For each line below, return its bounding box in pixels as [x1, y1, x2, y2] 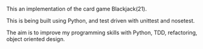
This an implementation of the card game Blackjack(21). [6, 6, 147, 12]
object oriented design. [6, 36, 66, 42]
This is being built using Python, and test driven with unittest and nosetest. [6, 17, 195, 24]
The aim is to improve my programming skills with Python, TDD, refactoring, [6, 29, 197, 36]
